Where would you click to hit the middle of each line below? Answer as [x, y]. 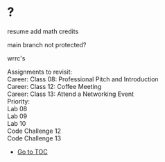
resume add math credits [43, 31]
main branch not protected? [47, 44]
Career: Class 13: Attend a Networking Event [70, 94]
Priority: [18, 101]
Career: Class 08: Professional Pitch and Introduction [83, 79]
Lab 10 [17, 123]
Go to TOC [32, 152]
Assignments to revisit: [40, 72]
